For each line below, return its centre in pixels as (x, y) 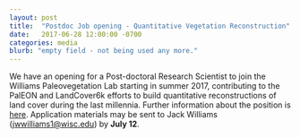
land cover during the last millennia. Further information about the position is (150, 105)
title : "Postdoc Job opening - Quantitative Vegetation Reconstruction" (150, 26)
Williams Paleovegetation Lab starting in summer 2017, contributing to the (145, 86)
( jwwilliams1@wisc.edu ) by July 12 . (75, 124)
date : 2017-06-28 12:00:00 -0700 (76, 34)
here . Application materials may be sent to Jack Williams (113, 115)
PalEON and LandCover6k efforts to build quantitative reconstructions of (143, 96)
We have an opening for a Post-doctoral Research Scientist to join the (137, 76)
